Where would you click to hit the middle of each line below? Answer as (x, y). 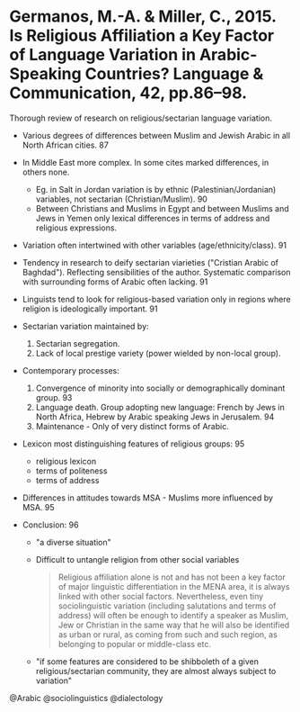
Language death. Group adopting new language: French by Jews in (160, 407)
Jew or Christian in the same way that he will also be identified (174, 625)
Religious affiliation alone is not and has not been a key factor (172, 577)
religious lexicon (66, 461)
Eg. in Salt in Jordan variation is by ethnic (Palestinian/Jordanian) (156, 189)
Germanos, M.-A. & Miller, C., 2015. (143, 17)
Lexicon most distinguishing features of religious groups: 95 (133, 444)
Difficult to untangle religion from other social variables (137, 559)
